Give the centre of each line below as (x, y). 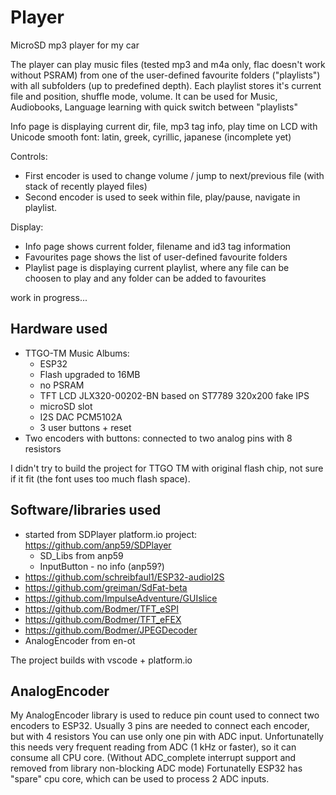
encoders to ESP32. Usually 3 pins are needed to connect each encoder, (160, 726)
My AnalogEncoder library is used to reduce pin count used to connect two (165, 715)
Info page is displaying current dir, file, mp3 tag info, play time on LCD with (164, 126)
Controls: (29, 156)
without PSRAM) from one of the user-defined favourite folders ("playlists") (165, 75)
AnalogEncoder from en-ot (80, 640)
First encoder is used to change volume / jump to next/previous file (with (174, 175)
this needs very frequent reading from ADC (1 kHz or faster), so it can (153, 747)
